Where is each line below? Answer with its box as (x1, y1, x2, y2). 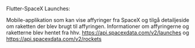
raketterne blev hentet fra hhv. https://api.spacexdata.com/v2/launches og (6, 29, 190, 36)
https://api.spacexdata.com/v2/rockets (6, 36, 102, 42)
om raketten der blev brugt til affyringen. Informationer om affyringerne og (6, 23, 189, 30)
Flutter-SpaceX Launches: (6, 5, 70, 12)
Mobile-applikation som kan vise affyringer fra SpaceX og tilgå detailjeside (6, 17, 190, 23)
